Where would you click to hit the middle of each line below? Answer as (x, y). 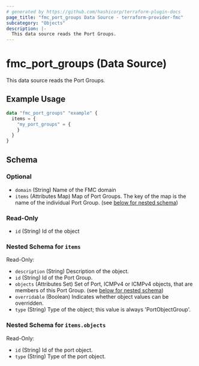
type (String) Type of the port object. (60, 356)
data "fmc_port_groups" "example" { (52, 113)
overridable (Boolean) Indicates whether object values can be (92, 297)
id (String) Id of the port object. (54, 350)
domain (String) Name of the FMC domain (66, 190)
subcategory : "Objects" (36, 23)
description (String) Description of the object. (72, 271)
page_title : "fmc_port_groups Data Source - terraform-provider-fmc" (95, 17)
